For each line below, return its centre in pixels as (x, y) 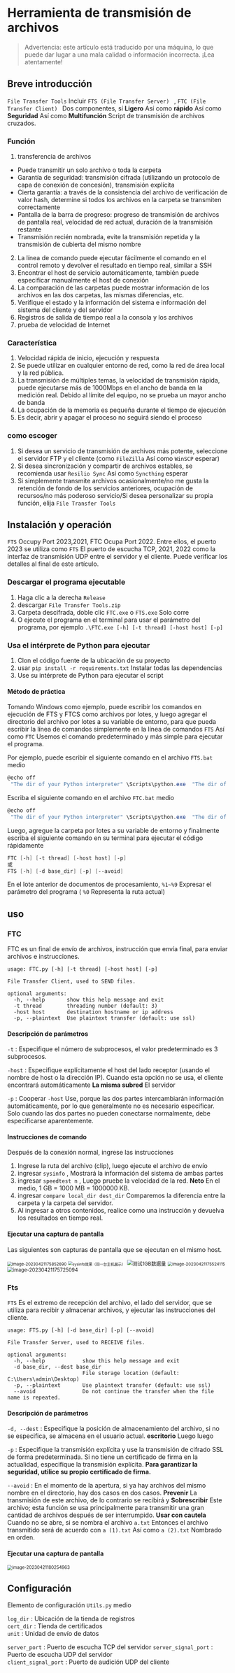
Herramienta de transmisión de (99, 13)
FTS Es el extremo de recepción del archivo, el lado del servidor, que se (109, 1302)
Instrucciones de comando (47, 1137)
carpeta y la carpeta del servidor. (65, 1203)
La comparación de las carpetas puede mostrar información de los (113, 287)
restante (29, 229)
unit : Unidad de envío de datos (53, 1634)
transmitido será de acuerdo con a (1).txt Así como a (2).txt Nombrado (115, 1530)
